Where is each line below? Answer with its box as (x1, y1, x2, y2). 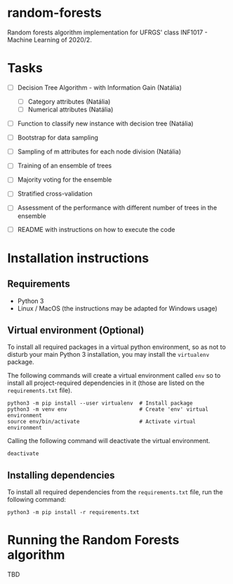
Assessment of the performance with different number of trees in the (17, 203, 218, 212)
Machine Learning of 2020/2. (7, 35, 93, 43)
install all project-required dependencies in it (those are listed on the (7, 379, 205, 387)
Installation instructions (7, 250, 149, 266)
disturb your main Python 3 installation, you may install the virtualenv (7, 351, 210, 359)
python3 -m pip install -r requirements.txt (7, 509, 140, 516)
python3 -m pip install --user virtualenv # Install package (7, 400, 193, 407)
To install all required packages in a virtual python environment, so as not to (7, 343, 226, 351)
